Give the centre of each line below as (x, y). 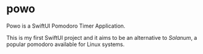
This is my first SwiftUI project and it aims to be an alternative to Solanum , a (102, 37)
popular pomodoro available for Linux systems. (66, 44)
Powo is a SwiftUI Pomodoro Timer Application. (66, 26)
